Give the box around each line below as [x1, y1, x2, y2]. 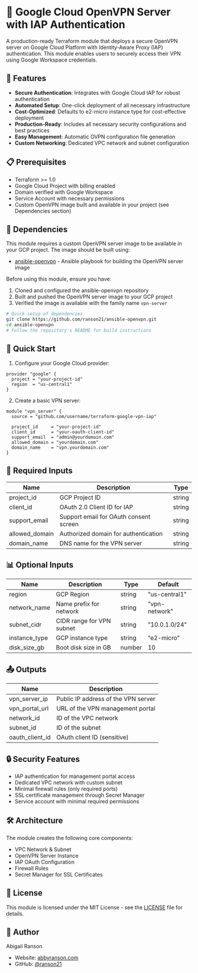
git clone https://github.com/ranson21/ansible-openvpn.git [6, 316, 157, 323]
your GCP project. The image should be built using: [6, 247, 130, 254]
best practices [14, 127, 50, 134]
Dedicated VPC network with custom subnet [14, 779, 123, 786]
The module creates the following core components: [6, 834, 133, 841]
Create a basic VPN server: [14, 397, 81, 404]
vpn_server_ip [9, 695, 48, 703]
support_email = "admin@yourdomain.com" [11, 434, 115, 440]
